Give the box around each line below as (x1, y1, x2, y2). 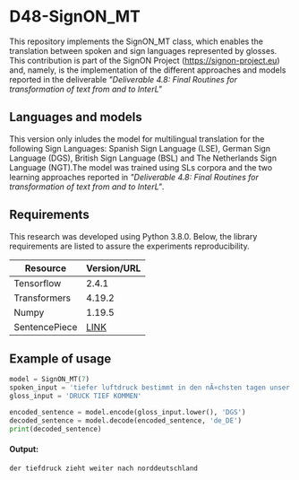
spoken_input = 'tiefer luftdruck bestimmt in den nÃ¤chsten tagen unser (9, 383, 291, 392)
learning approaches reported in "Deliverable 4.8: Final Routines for (9, 171, 260, 182)
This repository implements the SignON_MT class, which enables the (9, 36, 264, 47)
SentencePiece (13, 320, 78, 333)
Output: (9, 444, 38, 455)
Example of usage (9, 351, 112, 366)
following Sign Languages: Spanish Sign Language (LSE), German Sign (9, 143, 271, 153)
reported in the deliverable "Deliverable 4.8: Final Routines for (9, 74, 237, 84)
